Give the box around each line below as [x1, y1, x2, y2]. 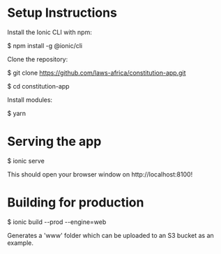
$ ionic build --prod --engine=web [7, 218, 107, 226]
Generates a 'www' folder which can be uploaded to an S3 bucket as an [7, 231, 214, 239]
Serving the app [7, 134, 102, 149]
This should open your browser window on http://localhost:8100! [7, 170, 193, 179]
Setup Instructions [7, 5, 117, 21]
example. [7, 239, 33, 247]
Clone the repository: [7, 54, 68, 63]
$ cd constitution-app [7, 82, 70, 90]
